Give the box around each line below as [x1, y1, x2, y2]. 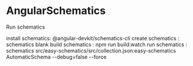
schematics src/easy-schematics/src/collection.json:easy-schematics [6, 47, 176, 54]
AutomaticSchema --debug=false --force [6, 53, 107, 60]
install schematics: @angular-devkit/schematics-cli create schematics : [6, 34, 180, 41]
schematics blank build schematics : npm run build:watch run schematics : [6, 41, 188, 48]
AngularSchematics [6, 4, 106, 18]
